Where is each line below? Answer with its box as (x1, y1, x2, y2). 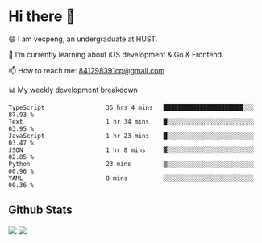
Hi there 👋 (8, 7, 75, 26)
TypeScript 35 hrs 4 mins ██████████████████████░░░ (8, 103, 254, 111)
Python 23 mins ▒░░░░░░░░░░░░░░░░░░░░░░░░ (8, 160, 254, 168)
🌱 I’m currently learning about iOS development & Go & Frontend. (8, 49, 224, 59)
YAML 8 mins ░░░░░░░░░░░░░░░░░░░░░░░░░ (8, 174, 254, 182)
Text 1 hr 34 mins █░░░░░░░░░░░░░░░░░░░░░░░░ (8, 117, 254, 126)
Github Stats (8, 203, 73, 217)
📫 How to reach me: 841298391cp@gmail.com (8, 65, 165, 75)
